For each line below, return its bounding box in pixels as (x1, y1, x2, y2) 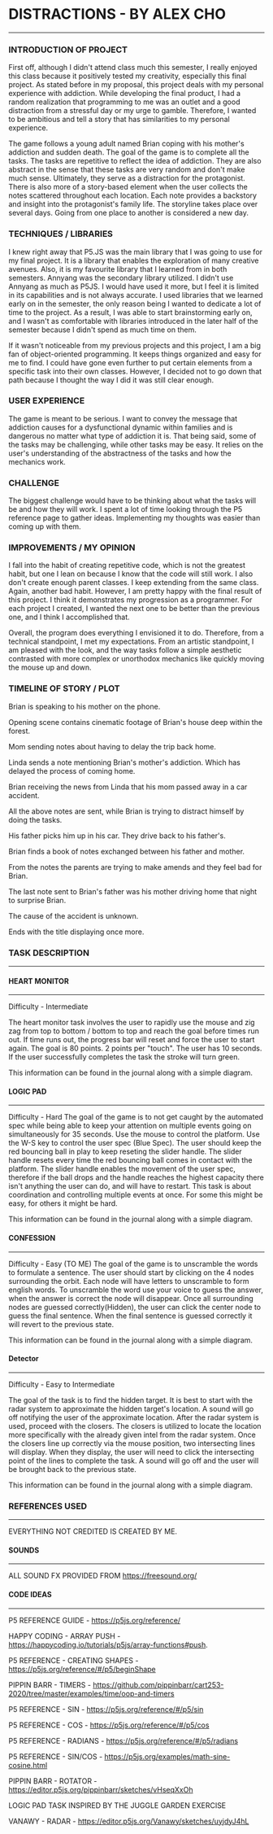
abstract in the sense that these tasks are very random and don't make (8, 164, 245, 175)
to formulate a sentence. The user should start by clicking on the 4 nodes (8, 1267, 254, 1277)
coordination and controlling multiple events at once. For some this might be (8, 1190, 263, 1200)
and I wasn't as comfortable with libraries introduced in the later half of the (8, 316, 258, 325)
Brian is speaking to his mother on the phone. (8, 701, 161, 711)
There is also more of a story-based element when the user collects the (8, 182, 248, 192)
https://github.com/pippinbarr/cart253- (93, 1679, 224, 1689)
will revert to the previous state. (8, 1319, 115, 1329)
